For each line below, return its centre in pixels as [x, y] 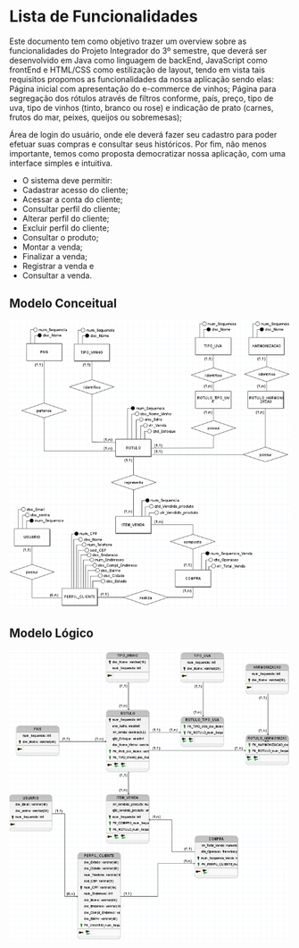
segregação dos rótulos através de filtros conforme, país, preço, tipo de [141, 98]
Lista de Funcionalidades [104, 17]
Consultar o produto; [60, 237]
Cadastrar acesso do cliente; [75, 190]
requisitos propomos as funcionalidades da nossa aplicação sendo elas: [142, 79]
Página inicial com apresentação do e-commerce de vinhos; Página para [143, 89]
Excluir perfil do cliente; [66, 228]
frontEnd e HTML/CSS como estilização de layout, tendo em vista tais [137, 70]
